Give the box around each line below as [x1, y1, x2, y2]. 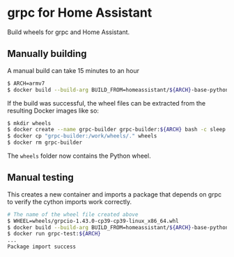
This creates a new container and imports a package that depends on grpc [7, 190, 221, 199]
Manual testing [7, 172, 75, 183]
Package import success [7, 243, 77, 251]
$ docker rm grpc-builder [7, 139, 82, 147]
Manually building [7, 48, 87, 60]
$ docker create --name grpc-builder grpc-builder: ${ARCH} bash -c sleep [7, 126, 226, 133]
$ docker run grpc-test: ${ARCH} [7, 231, 101, 238]
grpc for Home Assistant [7, 5, 153, 21]
